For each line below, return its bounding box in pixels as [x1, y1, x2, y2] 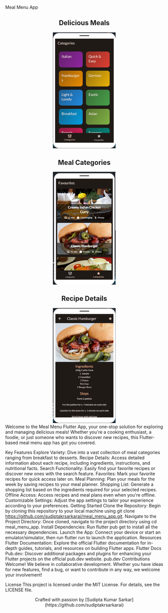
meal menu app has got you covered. [19, 440, 96, 446]
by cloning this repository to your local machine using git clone [5, 508, 135, 514]
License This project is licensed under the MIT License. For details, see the [5, 581, 160, 587]
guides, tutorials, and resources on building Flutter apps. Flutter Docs [18, 545, 161, 551]
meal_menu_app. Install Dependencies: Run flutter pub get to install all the [5, 524, 158, 530]
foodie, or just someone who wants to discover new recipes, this [5, 434, 139, 440]
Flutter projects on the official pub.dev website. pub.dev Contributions [5, 556, 150, 562]
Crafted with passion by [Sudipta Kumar [35, 596, 118, 602]
